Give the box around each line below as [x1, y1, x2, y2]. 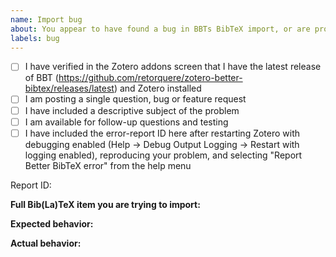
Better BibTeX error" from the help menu [24, 159, 192, 171]
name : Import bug [10, 14, 83, 25]
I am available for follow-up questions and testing [24, 116, 229, 128]
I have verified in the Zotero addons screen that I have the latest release [24, 61, 322, 73]
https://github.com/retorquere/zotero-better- [58, 72, 243, 84]
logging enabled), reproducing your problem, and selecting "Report [24, 149, 303, 161]
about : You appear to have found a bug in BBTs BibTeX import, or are [10, 24, 311, 34]
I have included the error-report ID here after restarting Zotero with [24, 127, 301, 139]
